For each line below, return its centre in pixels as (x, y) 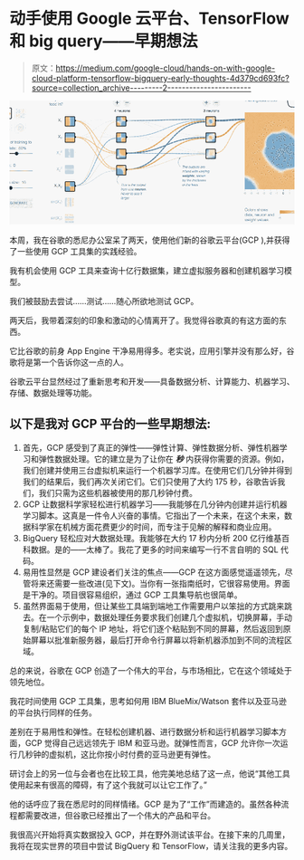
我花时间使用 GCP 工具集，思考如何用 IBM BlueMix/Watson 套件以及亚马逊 (148, 701)
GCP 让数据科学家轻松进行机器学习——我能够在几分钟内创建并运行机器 (155, 504)
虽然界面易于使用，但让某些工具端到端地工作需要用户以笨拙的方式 (145, 606)
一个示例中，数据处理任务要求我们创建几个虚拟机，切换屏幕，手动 (169, 617)
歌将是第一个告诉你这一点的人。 (69, 362)
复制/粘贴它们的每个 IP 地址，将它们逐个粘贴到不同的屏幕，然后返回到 (152, 628)
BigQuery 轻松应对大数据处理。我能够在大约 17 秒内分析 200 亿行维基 (152, 538)
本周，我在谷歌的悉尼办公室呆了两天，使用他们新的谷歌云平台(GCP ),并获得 (150, 240)
